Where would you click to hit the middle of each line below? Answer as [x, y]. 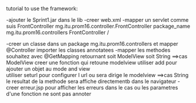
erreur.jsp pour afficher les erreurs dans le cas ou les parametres [99, 87]
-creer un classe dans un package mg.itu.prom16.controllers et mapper [92, 44]
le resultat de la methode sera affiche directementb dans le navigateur [91, 81]
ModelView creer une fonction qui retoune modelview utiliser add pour [92, 62]
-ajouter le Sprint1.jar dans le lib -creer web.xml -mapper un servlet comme [97, 20]
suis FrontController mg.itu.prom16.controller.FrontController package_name [98, 26]
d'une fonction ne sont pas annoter [49, 94]
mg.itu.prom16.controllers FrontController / [58, 32]
